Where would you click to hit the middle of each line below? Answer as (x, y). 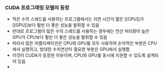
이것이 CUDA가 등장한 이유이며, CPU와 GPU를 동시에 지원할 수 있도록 (79, 55)
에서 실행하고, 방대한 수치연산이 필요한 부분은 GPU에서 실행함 (71, 49)
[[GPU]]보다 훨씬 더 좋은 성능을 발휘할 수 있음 (56, 25)
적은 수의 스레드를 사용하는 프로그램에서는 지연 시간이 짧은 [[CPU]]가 (78, 19)
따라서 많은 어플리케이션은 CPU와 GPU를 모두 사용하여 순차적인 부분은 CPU (84, 43)
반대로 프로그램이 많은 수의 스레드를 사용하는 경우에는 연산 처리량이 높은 (81, 31)
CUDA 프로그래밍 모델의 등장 (37, 7)
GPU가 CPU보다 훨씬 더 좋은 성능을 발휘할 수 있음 (60, 37)
